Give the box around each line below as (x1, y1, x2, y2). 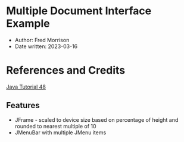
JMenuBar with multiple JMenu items (14, 129, 107, 136)
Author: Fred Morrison (14, 36, 70, 43)
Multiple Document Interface (6, 4, 152, 18)
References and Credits (6, 64, 126, 77)
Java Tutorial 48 (6, 83, 46, 90)
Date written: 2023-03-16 (14, 43, 78, 50)
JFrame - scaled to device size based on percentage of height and (14, 116, 179, 123)
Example (6, 17, 50, 30)
